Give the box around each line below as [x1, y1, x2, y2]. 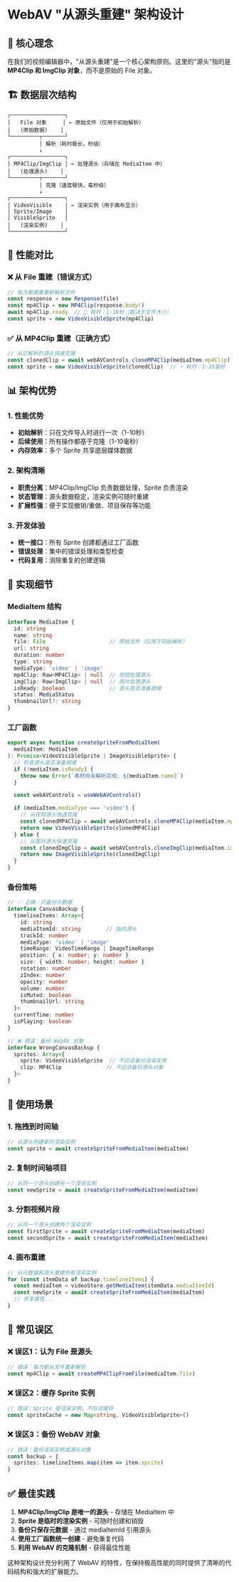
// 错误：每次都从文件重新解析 [7, 1364, 87, 1371]
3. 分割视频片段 [7, 1204, 60, 1214]
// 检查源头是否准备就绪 [14, 759, 77, 766]
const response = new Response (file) [7, 295, 119, 302]
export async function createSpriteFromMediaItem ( [7, 739, 161, 747]
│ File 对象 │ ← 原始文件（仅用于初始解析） [7, 119, 144, 126]
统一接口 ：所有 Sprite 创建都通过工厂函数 [17, 538, 139, 547]
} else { [14, 830, 40, 838]
